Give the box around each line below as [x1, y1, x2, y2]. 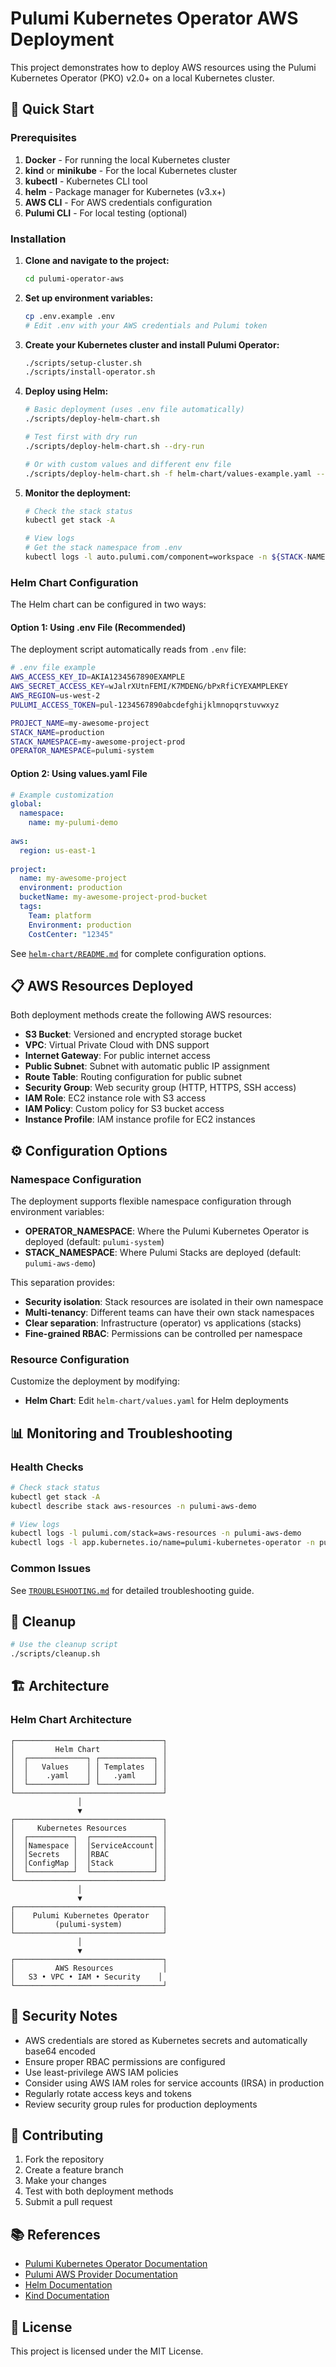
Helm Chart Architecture [10, 1713, 132, 1727]
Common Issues [10, 1562, 92, 1576]
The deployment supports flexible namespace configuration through [10, 1195, 292, 1207]
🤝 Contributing [10, 2127, 104, 2144]
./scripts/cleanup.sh [10, 1649, 101, 1659]
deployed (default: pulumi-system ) [24, 1236, 165, 1247]
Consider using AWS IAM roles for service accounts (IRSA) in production [24, 2077, 325, 2089]
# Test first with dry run [24, 432, 138, 442]
